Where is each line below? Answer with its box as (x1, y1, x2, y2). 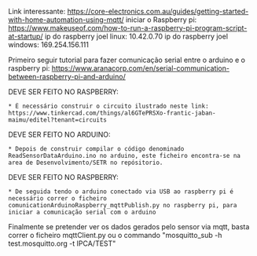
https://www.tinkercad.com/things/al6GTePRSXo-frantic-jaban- (8, 109, 216, 117)
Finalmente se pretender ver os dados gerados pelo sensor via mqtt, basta (8, 222, 250, 231)
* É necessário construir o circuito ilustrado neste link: (8, 102, 210, 110)
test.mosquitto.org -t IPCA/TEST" (8, 239, 116, 248)
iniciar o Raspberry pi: (125, 15, 197, 24)
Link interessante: (8, 7, 66, 16)
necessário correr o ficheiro (8, 195, 108, 203)
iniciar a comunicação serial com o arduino (8, 208, 156, 216)
